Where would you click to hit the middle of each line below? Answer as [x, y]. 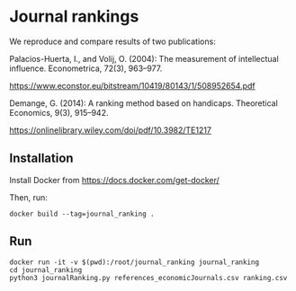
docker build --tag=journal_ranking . [82, 214]
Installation [41, 159]
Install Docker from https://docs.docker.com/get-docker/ [115, 180]
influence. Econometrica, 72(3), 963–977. [86, 68]
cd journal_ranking [46, 270]
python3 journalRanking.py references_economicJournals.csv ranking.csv [148, 278]
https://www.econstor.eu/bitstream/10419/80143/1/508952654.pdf [132, 85]
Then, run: [28, 197]
